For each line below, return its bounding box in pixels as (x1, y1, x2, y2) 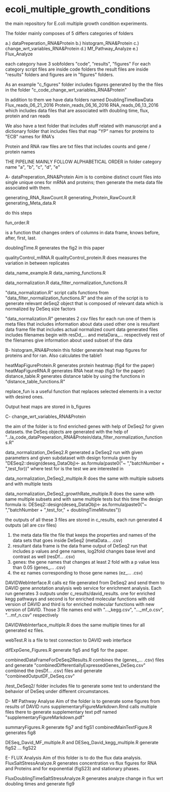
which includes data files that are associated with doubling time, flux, (5, 107, 149, 113)
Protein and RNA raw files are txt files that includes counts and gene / (5, 143, 150, 149)
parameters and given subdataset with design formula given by (5, 454, 137, 461)
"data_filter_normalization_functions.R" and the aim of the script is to (5, 295, 148, 301)
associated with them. (5, 185, 52, 191)
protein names (5, 148, 35, 155)
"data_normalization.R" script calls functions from (5, 289, 109, 295)
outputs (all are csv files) (5, 522, 57, 528)
